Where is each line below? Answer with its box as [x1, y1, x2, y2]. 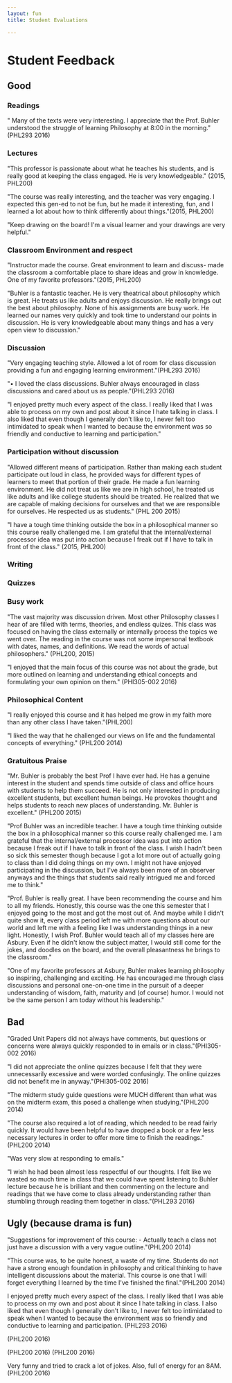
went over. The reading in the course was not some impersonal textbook [7, 634, 214, 643]
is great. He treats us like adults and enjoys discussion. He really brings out [7, 296, 222, 305]
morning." [182, 124, 211, 132]
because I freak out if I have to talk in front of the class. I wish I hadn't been [7, 844, 222, 853]
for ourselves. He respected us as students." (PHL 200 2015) [7, 507, 181, 515]
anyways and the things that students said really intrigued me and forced [7, 873, 215, 882]
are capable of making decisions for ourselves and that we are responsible [7, 499, 220, 508]
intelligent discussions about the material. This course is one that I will [7, 1271, 207, 1279]
